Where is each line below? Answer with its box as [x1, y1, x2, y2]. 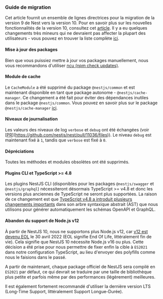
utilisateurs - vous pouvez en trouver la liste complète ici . [5, 35, 119, 41]
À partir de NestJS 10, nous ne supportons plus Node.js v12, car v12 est [5, 228, 148, 234]
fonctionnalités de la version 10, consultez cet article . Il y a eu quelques [5, 25, 147, 31]
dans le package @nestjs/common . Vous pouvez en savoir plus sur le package [5, 100, 158, 106]
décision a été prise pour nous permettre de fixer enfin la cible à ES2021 [5, 244, 148, 250]
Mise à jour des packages [5, 47, 58, 52]
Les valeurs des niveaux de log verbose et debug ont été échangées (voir [5, 126, 149, 132]
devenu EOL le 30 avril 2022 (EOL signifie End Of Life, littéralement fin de [5, 234, 152, 239]
